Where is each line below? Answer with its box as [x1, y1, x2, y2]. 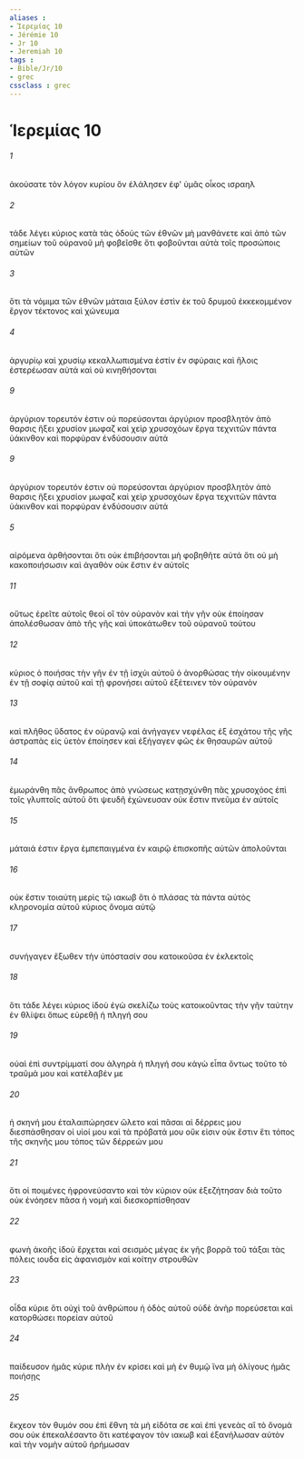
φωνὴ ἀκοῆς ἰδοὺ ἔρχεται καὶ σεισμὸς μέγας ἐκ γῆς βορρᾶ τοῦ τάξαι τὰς [9, 1244, 286, 1254]
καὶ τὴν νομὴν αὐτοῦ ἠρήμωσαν [9, 1439, 130, 1450]
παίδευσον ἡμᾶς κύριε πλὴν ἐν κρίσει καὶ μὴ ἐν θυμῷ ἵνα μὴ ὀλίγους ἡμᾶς [9, 1361, 290, 1373]
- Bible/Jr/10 [9, 65, 64, 74]
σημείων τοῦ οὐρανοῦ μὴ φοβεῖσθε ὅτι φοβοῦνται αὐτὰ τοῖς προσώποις [9, 237, 281, 248]
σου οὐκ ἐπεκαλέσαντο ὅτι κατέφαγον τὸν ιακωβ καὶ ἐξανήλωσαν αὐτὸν [9, 1429, 285, 1441]
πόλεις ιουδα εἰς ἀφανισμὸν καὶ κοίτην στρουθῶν [9, 1254, 199, 1264]
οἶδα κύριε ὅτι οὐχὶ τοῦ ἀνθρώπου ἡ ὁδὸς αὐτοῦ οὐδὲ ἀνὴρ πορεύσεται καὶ [9, 1302, 293, 1314]
